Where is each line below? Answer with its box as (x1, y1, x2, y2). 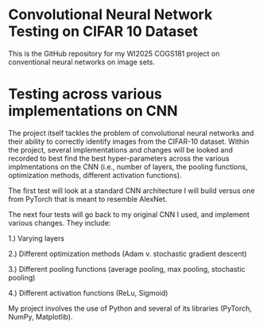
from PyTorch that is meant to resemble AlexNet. (8, 194, 168, 203)
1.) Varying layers (8, 233, 65, 243)
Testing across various (8, 85, 163, 103)
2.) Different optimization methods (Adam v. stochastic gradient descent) (8, 249, 248, 258)
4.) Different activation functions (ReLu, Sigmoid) (8, 288, 168, 297)
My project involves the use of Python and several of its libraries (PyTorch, (8, 304, 253, 313)
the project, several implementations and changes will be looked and (8, 145, 233, 154)
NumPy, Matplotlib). (8, 312, 73, 321)
